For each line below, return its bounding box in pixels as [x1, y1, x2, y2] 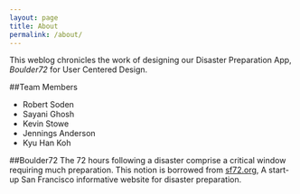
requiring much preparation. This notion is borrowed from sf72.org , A [9, 164, 267, 176]
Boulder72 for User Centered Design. [9, 64, 148, 75]
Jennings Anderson [22, 128, 97, 139]
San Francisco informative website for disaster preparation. [21, 174, 242, 185]
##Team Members [9, 82, 79, 93]
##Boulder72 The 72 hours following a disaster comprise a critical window [9, 155, 286, 166]
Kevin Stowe [22, 118, 70, 129]
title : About [9, 22, 59, 31]
